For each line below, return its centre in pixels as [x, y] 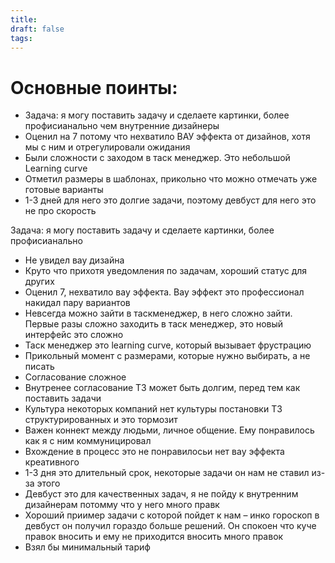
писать [39, 367]
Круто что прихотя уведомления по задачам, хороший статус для [166, 271]
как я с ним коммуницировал [88, 441]
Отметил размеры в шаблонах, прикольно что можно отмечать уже [171, 179]
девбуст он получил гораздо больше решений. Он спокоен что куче [170, 526]
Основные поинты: [94, 87]
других [39, 282]
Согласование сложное [75, 377]
